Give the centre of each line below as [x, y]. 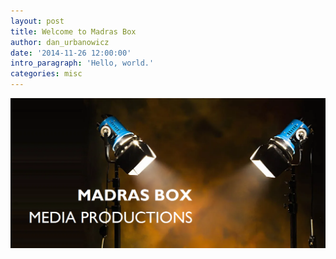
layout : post [37, 21]
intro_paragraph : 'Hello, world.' [82, 63]
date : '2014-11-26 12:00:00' [71, 53]
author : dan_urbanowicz [60, 42]
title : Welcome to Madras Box [73, 31]
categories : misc [46, 74]
